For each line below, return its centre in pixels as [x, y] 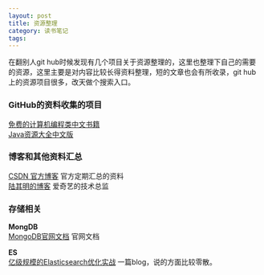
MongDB [23, 227]
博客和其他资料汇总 [45, 157]
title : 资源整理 [33, 23]
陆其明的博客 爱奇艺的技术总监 [59, 186]
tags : [17, 38]
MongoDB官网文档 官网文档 [54, 236]
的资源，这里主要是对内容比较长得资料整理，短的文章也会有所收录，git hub [132, 72]
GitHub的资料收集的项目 [55, 105]
